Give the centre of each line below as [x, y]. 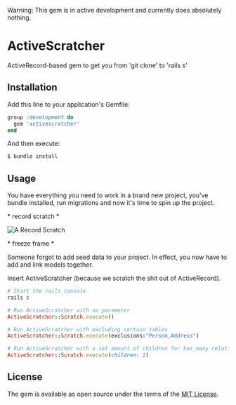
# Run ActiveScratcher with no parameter [69, 310]
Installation [32, 87]
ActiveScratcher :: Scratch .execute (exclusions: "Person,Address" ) [103, 336]
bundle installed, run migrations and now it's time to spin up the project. [111, 203]
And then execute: [34, 144]
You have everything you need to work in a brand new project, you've [108, 195]
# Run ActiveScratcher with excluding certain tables [88, 329]
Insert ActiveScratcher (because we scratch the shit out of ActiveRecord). [114, 278]
